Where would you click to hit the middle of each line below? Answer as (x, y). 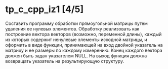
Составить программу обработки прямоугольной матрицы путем (76, 23)
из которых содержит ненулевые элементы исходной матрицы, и (76, 40)
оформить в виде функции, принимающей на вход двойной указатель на (84, 45)
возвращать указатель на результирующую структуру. (65, 61)
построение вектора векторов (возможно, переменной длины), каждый (83, 34)
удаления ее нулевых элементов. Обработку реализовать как (72, 28)
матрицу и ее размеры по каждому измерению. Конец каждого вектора (84, 50)
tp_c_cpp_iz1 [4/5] (45, 9)
